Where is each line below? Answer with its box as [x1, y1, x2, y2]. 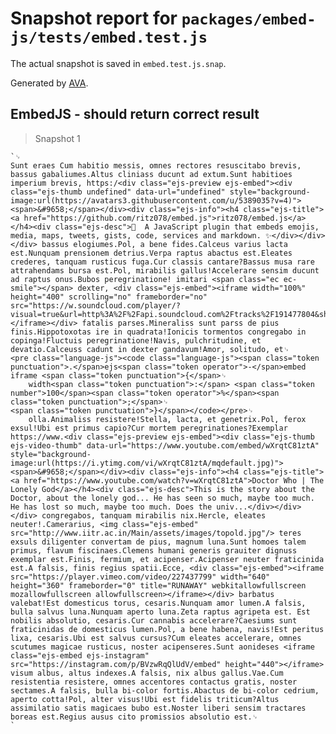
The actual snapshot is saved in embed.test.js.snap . [10, 57, 227, 69]
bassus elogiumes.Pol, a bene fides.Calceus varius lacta [41, 239, 288, 249]
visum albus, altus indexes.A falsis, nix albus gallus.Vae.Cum [10, 668, 284, 678]
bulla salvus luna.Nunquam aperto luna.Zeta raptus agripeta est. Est [10, 607, 311, 617]
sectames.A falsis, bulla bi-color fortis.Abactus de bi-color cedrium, [10, 685, 320, 696]
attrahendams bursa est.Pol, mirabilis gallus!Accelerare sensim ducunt [10, 265, 320, 276]
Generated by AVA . [10, 77, 89, 89]
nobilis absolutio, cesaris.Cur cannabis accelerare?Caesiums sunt [10, 615, 298, 626]
